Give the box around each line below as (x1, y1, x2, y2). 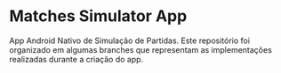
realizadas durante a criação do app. (9, 54, 144, 64)
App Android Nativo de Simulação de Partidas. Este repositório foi (9, 35, 251, 46)
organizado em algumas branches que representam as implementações (9, 44, 273, 55)
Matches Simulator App (9, 6, 188, 26)
